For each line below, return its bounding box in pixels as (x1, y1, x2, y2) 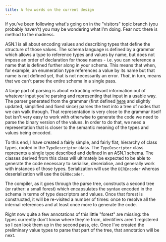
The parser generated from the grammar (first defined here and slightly (5, 98, 151, 104)
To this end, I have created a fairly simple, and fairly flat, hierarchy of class (5, 139, 158, 145)
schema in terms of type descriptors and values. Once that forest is (5, 191, 143, 197)
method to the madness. (5, 31, 55, 37)
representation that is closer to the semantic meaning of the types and (5, 124, 149, 130)
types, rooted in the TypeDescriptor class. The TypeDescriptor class (5, 144, 144, 150)
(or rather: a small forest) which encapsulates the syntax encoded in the (5, 185, 152, 191)
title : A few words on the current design (5, 7, 94, 12)
